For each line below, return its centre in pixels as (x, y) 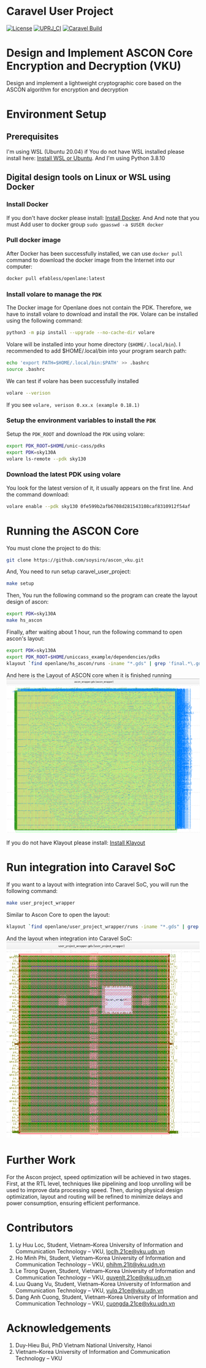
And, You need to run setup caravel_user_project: (69, 572)
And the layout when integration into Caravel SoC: (70, 938)
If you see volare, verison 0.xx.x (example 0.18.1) (73, 405)
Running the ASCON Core (73, 531)
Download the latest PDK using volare (64, 474)
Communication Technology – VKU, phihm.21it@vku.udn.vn (90, 1264)
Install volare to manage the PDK (54, 294)
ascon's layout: (25, 639)
